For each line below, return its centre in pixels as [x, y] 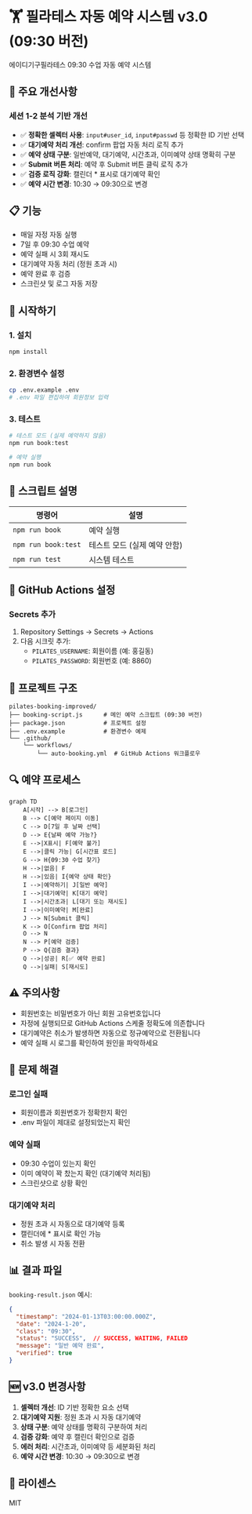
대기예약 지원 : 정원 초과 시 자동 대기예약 [81, 1417]
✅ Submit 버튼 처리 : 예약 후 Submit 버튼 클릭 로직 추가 [104, 164]
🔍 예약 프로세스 [45, 780]
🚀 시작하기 [33, 310]
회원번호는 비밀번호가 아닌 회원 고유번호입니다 [90, 1013]
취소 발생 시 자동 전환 [52, 1244]
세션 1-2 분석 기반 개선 [49, 116]
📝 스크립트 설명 [43, 491]
